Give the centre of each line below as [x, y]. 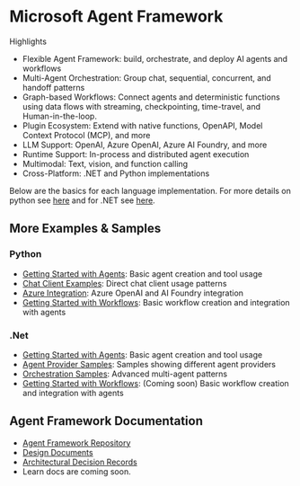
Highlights [28, 41]
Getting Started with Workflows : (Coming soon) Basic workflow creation [155, 383]
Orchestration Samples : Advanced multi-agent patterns [125, 374]
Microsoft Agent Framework [116, 17]
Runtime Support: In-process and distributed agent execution [136, 154]
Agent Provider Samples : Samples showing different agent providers [149, 364]
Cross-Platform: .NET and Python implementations [116, 173]
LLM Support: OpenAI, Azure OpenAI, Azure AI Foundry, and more [145, 145]
